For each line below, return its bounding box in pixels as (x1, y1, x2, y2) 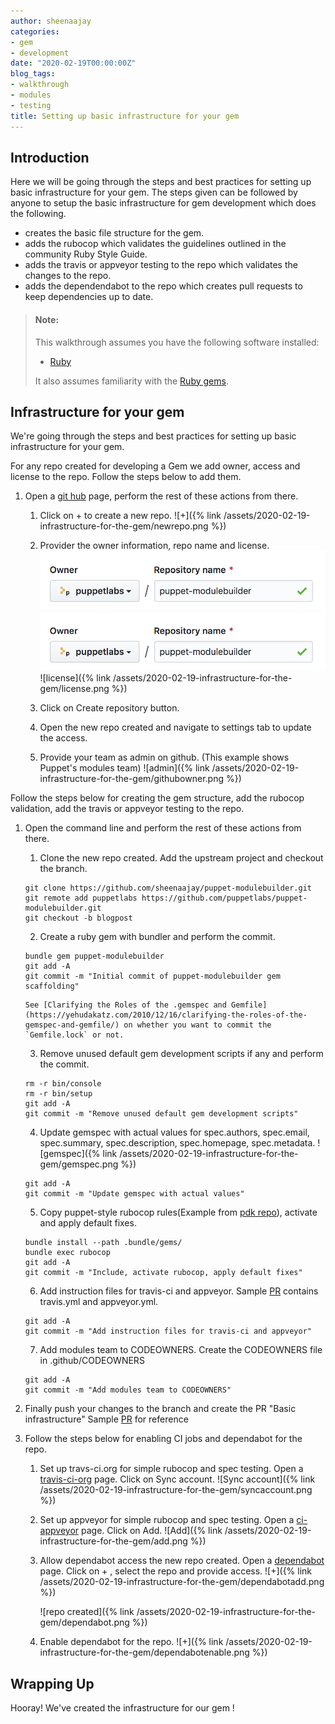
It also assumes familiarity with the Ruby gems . (34, 375, 229, 387)
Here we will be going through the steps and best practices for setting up (10, 176, 312, 188)
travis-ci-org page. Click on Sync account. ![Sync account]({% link (39, 1473, 316, 1485)
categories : (10, 26, 60, 37)
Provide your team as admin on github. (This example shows (39, 751, 290, 764)
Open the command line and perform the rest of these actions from (24, 822, 302, 834)
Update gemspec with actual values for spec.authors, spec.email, (39, 1126, 310, 1139)
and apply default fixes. (39, 1217, 137, 1229)
